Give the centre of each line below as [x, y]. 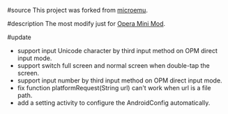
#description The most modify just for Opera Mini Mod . [86, 23]
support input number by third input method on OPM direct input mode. [120, 80]
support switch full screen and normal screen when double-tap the [114, 65]
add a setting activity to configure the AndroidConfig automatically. [114, 103]
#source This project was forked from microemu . [78, 10]
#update [19, 37]
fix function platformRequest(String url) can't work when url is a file [114, 88]
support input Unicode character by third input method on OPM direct [117, 51]
